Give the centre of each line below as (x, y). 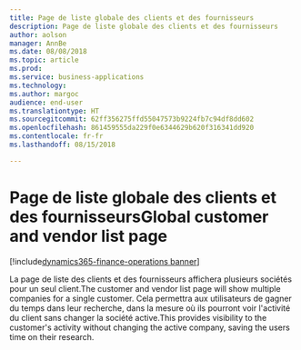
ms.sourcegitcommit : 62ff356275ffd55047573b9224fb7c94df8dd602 (132, 119)
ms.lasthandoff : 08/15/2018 (63, 145)
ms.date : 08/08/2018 (49, 52)
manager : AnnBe (38, 43)
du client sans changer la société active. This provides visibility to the (138, 317)
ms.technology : (38, 85)
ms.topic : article (44, 60)
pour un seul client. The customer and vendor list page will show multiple (145, 288)
